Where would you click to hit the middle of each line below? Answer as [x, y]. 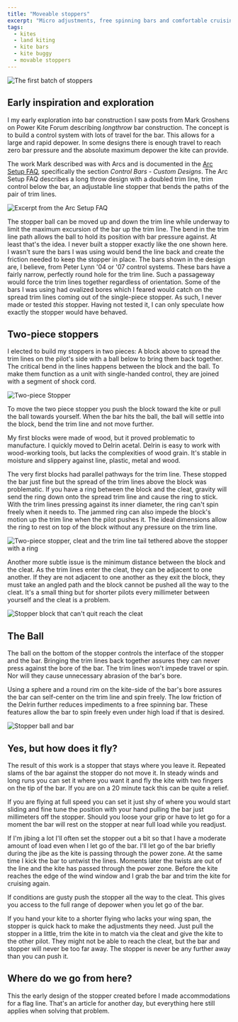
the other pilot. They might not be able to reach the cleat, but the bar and [114, 941]
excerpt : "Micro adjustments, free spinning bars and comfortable [107, 21]
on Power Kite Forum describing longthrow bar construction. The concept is [118, 127]
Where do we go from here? [70, 978]
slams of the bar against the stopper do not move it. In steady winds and [113, 773]
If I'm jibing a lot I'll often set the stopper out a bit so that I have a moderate [117, 838]
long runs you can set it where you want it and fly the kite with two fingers [115, 781]
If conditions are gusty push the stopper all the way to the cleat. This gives [116, 897]
